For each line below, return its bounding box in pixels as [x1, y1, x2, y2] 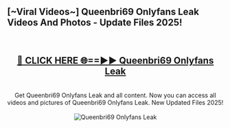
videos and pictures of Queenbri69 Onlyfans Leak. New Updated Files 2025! [7, 98, 224, 106]
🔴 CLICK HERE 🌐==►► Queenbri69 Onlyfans [16, 55, 214, 66]
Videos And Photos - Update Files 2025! [7, 17, 183, 29]
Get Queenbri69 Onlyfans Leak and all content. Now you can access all [14, 91, 216, 99]
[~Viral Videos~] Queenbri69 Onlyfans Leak [7, 6, 199, 18]
